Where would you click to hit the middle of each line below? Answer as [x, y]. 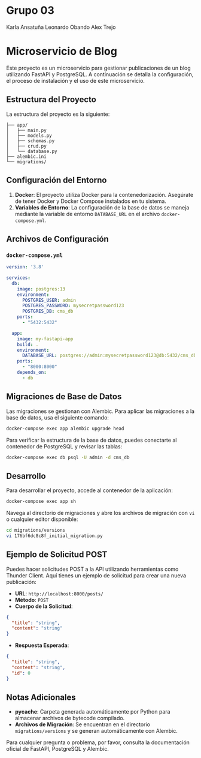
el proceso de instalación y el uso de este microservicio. [76, 80]
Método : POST [32, 600]
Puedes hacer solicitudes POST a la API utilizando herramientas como [92, 569]
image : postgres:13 [41, 289]
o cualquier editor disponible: [42, 519]
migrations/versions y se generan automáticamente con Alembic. [96, 731]
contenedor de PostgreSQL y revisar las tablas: [64, 446]
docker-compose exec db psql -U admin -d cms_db [68, 457]
